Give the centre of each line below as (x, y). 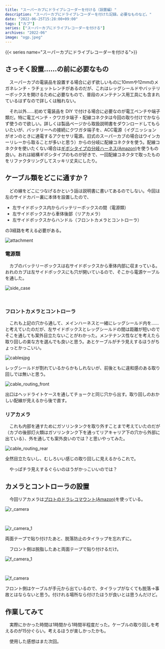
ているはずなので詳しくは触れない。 (42, 101)
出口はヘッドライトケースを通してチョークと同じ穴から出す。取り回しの (78, 394)
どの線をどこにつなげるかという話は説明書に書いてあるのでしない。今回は (84, 191)
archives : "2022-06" (26, 33)
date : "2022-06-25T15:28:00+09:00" (42, 19)
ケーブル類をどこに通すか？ (47, 178)
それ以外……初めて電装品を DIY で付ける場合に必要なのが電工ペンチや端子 (85, 111)
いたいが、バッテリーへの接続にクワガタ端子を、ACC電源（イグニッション (81, 130)
